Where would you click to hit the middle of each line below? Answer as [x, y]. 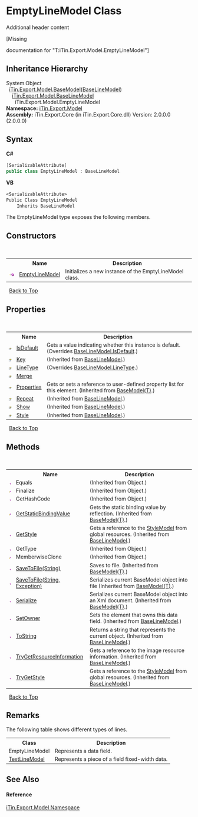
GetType [26, 549]
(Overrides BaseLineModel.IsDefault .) [93, 351]
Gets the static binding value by [128, 507]
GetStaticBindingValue [43, 514]
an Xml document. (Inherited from [131, 600]
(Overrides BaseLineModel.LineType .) [93, 367]
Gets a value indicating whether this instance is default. [114, 345]
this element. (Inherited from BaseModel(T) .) [101, 390]
